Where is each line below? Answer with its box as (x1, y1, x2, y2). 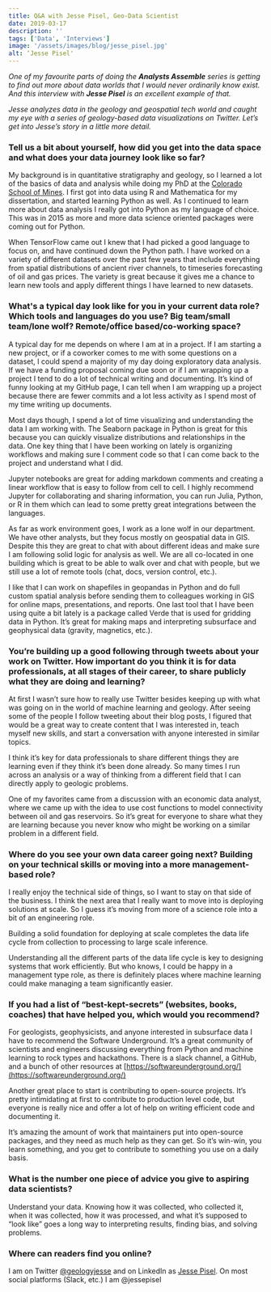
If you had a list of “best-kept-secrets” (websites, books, (8, 999, 237, 1011)
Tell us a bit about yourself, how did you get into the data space (8, 141, 261, 153)
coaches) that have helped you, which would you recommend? (8, 1009, 260, 1020)
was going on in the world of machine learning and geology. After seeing (8, 703, 251, 712)
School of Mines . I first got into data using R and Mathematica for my (8, 188, 238, 197)
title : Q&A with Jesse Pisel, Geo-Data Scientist (8, 11, 180, 20)
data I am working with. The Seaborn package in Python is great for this (8, 424, 248, 433)
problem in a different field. (8, 828, 99, 838)
